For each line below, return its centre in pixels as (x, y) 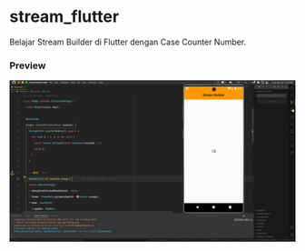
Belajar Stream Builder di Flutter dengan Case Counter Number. (128, 42)
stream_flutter (64, 17)
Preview (28, 65)
